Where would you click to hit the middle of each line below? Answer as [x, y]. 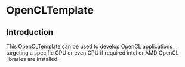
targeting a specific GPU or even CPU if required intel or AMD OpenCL [92, 53]
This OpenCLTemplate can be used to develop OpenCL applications [90, 46]
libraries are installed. [33, 59]
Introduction [30, 32]
